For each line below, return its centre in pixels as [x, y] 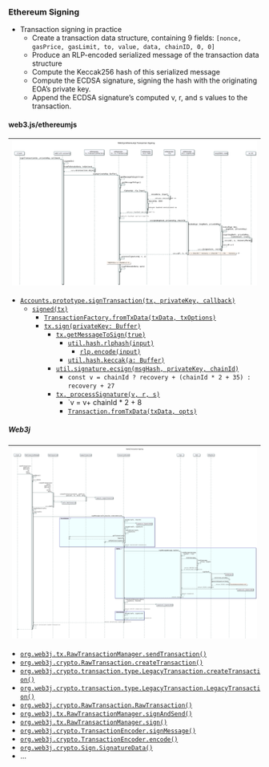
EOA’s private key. [61, 89]
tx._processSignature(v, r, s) [108, 395]
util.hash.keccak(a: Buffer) [116, 360]
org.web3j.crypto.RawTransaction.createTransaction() [111, 663]
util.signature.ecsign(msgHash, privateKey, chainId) [147, 369]
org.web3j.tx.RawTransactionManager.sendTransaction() [113, 654]
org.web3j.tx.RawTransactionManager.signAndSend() [106, 714]
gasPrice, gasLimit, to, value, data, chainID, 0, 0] [123, 47]
